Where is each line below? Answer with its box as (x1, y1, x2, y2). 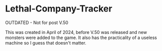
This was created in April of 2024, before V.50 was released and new (5, 29, 147, 35)
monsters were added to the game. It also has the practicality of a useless (5, 34, 157, 40)
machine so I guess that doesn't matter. (5, 39, 86, 45)
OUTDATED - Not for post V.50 (5, 19, 69, 25)
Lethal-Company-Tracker (5, 3, 113, 14)
